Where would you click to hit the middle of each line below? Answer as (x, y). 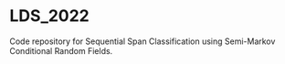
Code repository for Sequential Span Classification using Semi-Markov (142, 41)
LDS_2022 (49, 16)
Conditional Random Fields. (61, 50)
